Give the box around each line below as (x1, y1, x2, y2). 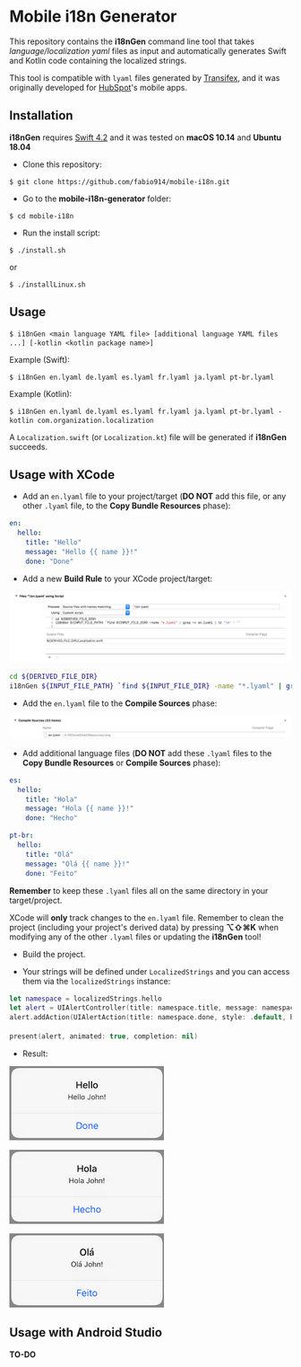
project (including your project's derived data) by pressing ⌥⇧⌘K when (9, 922, 279, 932)
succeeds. (9, 441, 47, 452)
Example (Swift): (9, 354, 70, 365)
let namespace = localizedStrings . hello (9, 994, 163, 1003)
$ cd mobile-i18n (9, 211, 74, 221)
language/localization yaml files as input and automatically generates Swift (9, 45, 287, 56)
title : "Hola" (25, 795, 78, 804)
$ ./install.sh (9, 245, 66, 255)
